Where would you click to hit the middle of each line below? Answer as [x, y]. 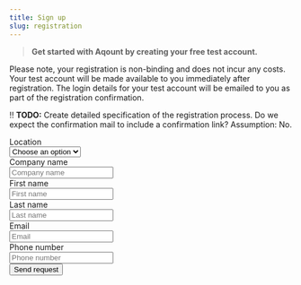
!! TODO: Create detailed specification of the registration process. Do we [144, 115]
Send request [36, 269]
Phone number [37, 246]
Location [26, 142]
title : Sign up [38, 17]
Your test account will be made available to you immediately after [130, 78]
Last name [29, 204]
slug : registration [46, 26]
